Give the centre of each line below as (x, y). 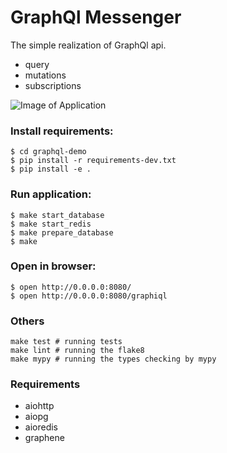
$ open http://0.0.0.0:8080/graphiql (89, 296)
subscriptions (53, 85)
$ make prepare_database (62, 232)
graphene (44, 438)
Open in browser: (53, 266)
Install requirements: (62, 131)
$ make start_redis (51, 224)
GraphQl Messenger (96, 17)
